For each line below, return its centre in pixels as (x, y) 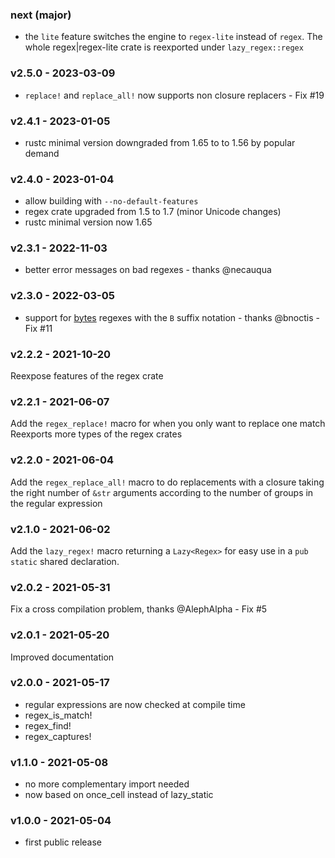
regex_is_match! (58, 715)
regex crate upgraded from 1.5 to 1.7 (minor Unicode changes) (153, 212)
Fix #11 (38, 328)
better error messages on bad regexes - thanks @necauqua (148, 270)
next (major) (41, 15)
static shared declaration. (65, 561)
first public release (63, 842)
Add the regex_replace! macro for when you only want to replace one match (168, 424)
